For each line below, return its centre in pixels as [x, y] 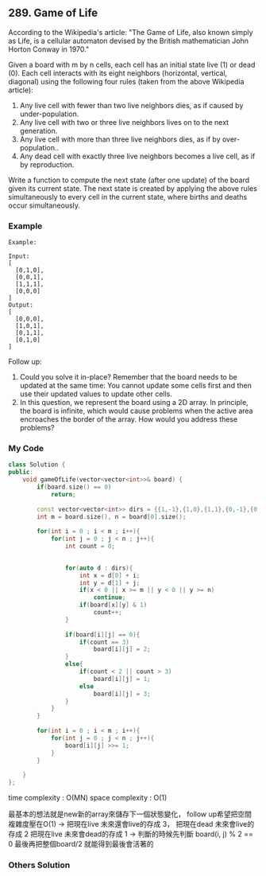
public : [21, 473]
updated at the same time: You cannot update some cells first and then [135, 386]
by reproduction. [47, 164]
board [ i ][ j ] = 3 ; [122, 694]
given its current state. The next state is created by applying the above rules [133, 188]
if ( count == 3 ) [104, 642]
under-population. [49, 114]
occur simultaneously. [44, 205]
